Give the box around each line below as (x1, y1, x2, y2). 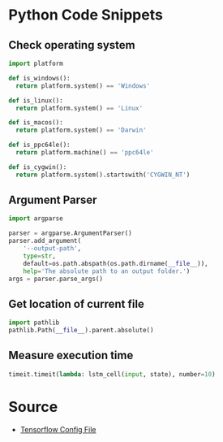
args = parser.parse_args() (8, 275, 104, 283)
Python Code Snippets (8, 6, 164, 24)
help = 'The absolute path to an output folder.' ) (23, 266, 191, 275)
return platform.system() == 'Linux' (15, 104, 144, 112)
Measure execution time (8, 349, 134, 362)
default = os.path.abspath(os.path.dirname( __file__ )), (23, 259, 208, 267)
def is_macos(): (8, 119, 63, 127)
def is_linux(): (8, 96, 63, 105)
